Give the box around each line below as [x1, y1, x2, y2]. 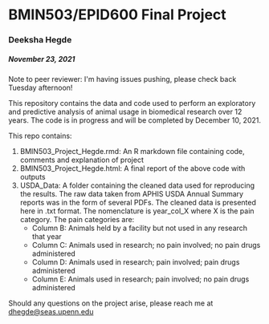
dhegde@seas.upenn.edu [8, 307, 94, 317]
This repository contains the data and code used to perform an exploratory [8, 99, 256, 108]
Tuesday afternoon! [8, 83, 73, 93]
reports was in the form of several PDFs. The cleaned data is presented [19, 198, 257, 208]
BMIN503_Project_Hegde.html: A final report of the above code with [19, 164, 246, 173]
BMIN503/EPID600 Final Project [8, 6, 226, 24]
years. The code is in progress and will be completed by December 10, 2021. [8, 115, 261, 125]
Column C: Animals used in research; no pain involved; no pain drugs [31, 241, 261, 250]
